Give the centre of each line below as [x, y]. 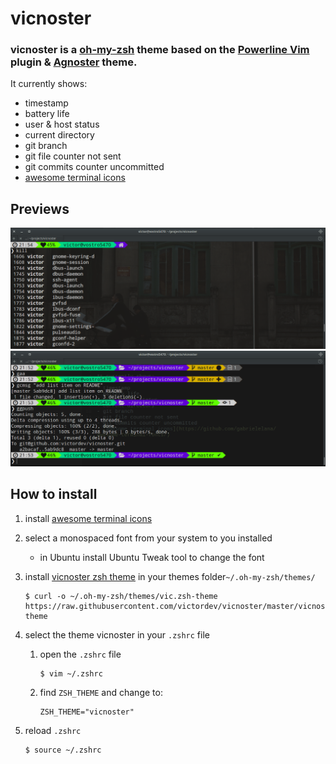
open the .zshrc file [80, 654]
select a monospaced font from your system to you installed [148, 538]
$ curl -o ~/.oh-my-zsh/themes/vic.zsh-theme [121, 596]
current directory [59, 135]
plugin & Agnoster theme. [74, 62]
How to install [54, 494]
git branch [46, 146]
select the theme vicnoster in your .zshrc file [117, 634]
